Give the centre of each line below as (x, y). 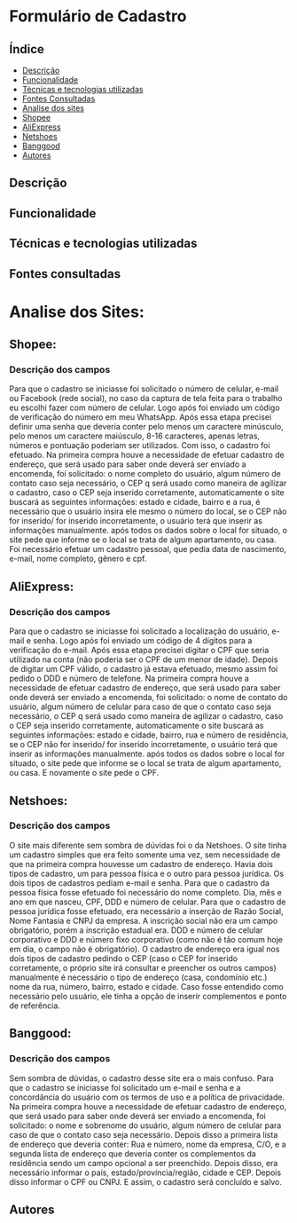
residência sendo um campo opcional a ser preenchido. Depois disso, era (144, 1163)
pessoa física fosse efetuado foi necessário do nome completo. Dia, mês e (145, 892)
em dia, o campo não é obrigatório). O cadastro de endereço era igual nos (145, 949)
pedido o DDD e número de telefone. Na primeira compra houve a (129, 679)
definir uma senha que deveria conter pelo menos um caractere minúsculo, (146, 427)
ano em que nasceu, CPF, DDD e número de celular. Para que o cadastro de (148, 902)
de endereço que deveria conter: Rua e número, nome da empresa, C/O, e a (148, 1144)
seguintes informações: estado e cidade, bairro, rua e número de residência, (149, 735)
